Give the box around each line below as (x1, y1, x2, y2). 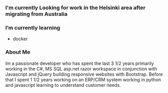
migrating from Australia (5, 10, 68, 17)
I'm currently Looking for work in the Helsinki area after (5, 4, 146, 11)
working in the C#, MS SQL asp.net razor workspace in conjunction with (5, 65, 158, 72)
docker (12, 36, 28, 42)
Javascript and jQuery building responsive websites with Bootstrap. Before (5, 71, 163, 77)
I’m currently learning (5, 24, 60, 31)
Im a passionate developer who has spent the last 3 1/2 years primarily (5, 60, 154, 66)
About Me (5, 49, 31, 56)
